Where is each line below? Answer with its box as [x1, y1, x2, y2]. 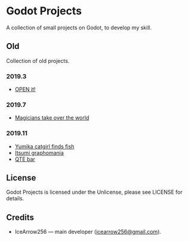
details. [6, 195, 24, 202]
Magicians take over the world [14, 114, 89, 121]
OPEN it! [14, 86, 36, 93]
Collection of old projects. [6, 57, 70, 64]
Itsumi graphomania [14, 149, 64, 156]
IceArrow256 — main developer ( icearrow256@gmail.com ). [14, 228, 162, 236]
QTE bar [14, 155, 36, 163]
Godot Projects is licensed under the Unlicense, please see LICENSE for [6, 188, 183, 196]
